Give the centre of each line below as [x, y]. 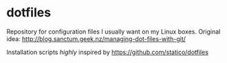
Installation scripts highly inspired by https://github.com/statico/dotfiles [108, 52]
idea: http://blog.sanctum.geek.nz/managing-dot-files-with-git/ [96, 38]
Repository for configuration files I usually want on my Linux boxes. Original [113, 32]
